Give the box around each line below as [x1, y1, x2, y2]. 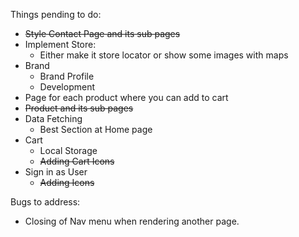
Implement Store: [24, 39, 97, 50]
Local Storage [39, 145, 98, 156]
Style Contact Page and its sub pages [24, 28, 181, 39]
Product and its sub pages [24, 102, 134, 114]
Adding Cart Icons [39, 155, 115, 167]
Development [39, 81, 95, 93]
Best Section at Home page [39, 124, 153, 135]
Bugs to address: [10, 196, 81, 208]
